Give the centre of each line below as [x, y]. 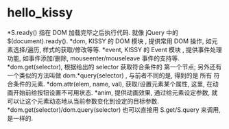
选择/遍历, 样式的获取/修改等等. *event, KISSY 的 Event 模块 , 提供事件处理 [117, 49]
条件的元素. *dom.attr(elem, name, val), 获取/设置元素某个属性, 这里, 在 [113, 84]
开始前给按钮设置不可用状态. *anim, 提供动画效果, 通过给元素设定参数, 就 [115, 92]
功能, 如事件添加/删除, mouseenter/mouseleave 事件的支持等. [93, 58]
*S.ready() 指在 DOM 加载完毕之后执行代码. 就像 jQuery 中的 [93, 32]
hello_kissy [40, 13]
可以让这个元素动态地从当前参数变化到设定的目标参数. [83, 101]
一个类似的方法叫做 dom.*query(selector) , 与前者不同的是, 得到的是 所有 [110, 75]
